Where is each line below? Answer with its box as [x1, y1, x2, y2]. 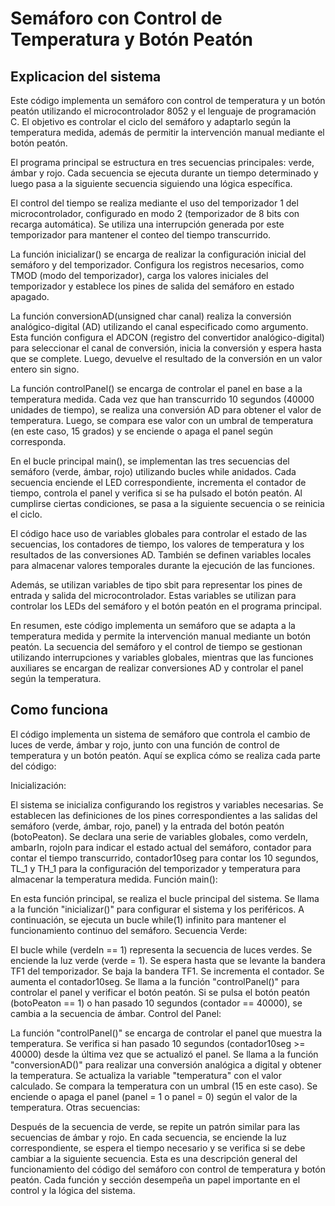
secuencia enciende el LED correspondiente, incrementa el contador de [10, 477, 307, 488]
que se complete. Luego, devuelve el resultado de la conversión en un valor [10, 353, 323, 364]
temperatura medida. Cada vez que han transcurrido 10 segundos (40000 [10, 393, 315, 405]
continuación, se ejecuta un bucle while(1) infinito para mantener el [10, 913, 287, 926]
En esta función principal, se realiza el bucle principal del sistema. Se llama [10, 892, 320, 904]
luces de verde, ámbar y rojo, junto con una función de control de [10, 738, 281, 751]
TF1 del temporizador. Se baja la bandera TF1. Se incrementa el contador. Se [10, 965, 325, 977]
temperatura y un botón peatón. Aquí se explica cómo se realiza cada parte [10, 749, 321, 761]
